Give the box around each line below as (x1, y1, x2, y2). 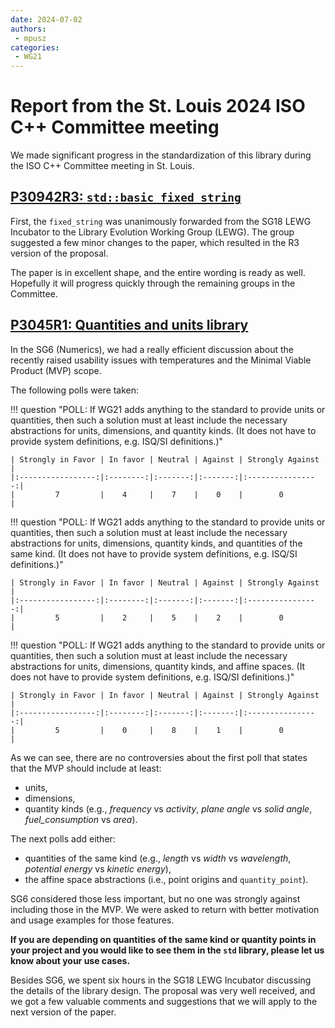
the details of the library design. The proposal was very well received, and (10, 984, 316, 996)
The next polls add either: (10, 832, 116, 845)
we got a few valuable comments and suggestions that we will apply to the (10, 995, 318, 1007)
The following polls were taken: (10, 384, 140, 396)
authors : (10, 24, 47, 34)
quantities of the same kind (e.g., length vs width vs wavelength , (24, 852, 292, 864)
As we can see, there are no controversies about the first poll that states (10, 751, 308, 763)
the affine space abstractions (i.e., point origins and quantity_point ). (24, 873, 309, 885)
